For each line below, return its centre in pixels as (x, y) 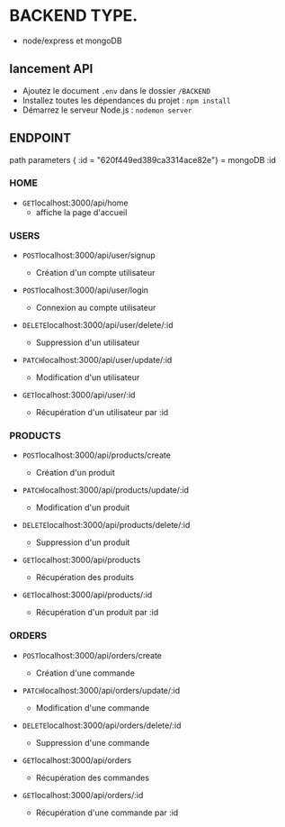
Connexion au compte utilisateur (96, 308)
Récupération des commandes (93, 777)
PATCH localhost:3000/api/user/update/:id (97, 360)
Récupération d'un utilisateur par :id (102, 413)
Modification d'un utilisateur (88, 377)
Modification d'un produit (83, 508)
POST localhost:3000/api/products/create (96, 455)
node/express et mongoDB (72, 41)
